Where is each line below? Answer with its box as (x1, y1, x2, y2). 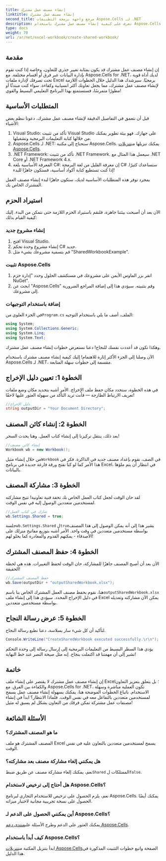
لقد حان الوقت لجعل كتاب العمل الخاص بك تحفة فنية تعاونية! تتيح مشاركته (5, 494, 140, 500)
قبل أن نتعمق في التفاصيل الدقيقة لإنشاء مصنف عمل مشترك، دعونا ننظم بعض (5, 115, 149, 121)
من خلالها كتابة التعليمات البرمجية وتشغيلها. (12, 135, 91, 141)
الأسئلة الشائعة (5, 714, 46, 722)
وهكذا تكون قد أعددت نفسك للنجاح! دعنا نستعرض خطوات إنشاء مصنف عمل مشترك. (5, 344, 161, 350)
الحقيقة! (5, 566, 21, 572)
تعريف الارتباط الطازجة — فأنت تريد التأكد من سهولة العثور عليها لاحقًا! (5, 392, 135, 398)
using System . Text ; (5, 335, 46, 340)
